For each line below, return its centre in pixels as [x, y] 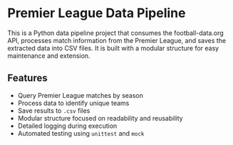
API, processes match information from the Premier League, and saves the [117, 40]
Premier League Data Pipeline [97, 13]
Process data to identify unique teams [73, 103]
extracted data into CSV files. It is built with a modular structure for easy [113, 48]
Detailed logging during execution [67, 126]
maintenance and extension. [49, 56]
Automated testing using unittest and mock [81, 133]
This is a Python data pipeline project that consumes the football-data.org [116, 33]
